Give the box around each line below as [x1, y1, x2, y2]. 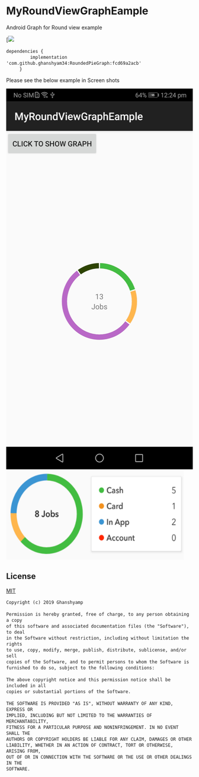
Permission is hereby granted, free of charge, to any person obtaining [6, 611, 190, 617]
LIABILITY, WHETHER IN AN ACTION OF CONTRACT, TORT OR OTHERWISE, [6, 742, 174, 748]
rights [6, 641, 23, 647]
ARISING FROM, [6, 748, 41, 754]
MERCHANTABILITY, [6, 718, 49, 724]
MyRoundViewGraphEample [6, 4, 149, 18]
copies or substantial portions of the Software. [6, 688, 131, 694]
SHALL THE [6, 730, 31, 736]
